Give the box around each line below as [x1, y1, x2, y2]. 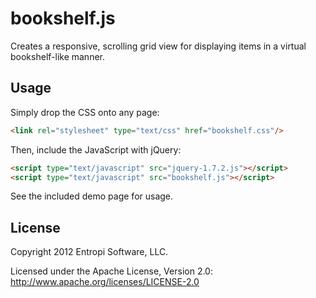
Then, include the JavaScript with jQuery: [10, 143, 182, 156]
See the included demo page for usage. [10, 190, 174, 202]
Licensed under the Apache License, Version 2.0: [10, 265, 213, 277]
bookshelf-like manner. [10, 50, 105, 62]
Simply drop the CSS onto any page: [10, 106, 160, 118]
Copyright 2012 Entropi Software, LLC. [10, 246, 169, 258]
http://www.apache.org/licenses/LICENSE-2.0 [10, 276, 200, 288]
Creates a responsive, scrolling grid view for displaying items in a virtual [10, 40, 307, 52]
